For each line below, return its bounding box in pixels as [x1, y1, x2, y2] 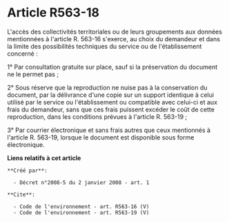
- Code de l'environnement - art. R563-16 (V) [13, 203, 150, 210]
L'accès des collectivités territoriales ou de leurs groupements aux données [7, 27, 223, 36]
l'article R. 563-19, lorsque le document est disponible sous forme [7, 133, 195, 142]
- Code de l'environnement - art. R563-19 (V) [13, 209, 150, 216]
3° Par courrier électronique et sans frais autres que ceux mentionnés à [7, 126, 211, 134]
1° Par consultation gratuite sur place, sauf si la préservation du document [7, 63, 218, 71]
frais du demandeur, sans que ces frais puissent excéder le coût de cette [7, 105, 215, 113]
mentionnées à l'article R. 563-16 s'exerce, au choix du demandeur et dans [7, 34, 221, 43]
